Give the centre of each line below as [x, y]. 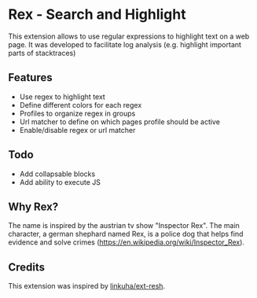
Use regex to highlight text [62, 97]
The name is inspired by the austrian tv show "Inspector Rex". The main [124, 226]
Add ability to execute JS [60, 182]
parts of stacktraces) [42, 53]
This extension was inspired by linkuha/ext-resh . [87, 286]
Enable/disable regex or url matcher [77, 130]
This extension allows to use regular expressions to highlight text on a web [129, 36]
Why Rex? [33, 206]
